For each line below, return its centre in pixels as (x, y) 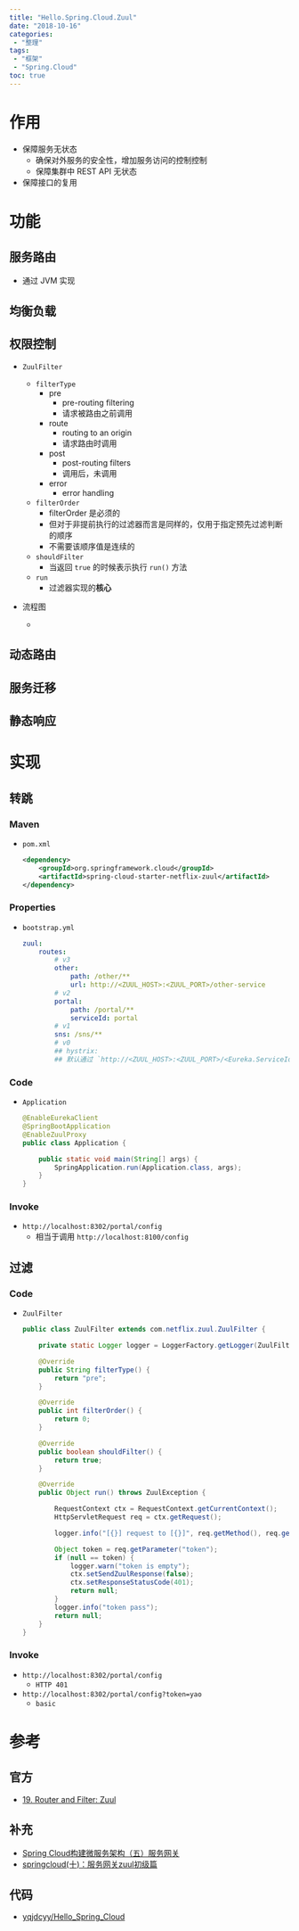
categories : (31, 34)
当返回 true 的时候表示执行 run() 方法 (118, 566)
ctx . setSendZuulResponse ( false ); (132, 1574)
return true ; (79, 1460)
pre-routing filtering (98, 402)
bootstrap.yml (48, 928)
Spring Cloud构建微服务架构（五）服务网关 (101, 1853)
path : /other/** (100, 977)
